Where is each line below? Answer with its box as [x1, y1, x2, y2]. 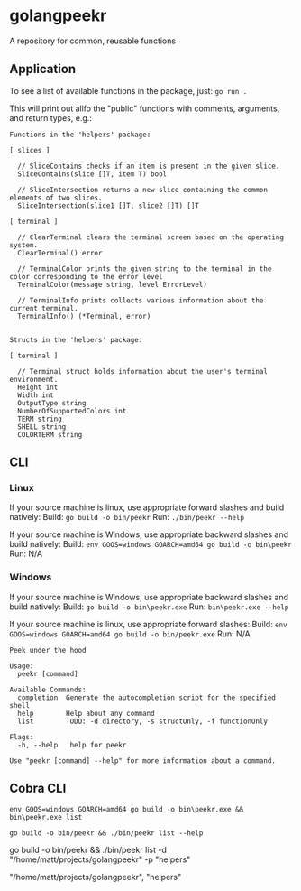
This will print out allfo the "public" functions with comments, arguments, [9, 103, 280, 114]
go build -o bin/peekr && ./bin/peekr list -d [9, 844, 167, 855]
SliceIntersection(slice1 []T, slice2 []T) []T [17, 200, 200, 210]
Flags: [9, 732, 34, 741]
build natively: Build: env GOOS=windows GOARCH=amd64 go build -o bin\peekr [9, 539, 293, 550]
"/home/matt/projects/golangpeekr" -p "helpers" [9, 854, 191, 865]
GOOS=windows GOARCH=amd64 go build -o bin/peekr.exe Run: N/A [9, 628, 251, 639]
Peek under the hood [9, 645, 87, 654]
